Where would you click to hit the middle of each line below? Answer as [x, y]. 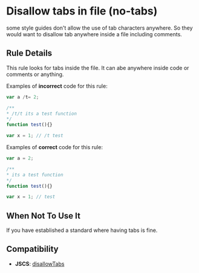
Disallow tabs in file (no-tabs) [82, 11]
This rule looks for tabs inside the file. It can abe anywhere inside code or [98, 68]
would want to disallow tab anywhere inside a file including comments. [94, 34]
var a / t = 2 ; [23, 97]
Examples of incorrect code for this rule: [57, 86]
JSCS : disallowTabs [40, 263]
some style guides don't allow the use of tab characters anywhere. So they [99, 28]
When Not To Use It [43, 216]
